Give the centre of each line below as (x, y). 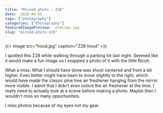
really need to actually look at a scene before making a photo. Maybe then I (81, 91)
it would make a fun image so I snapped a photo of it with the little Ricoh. (78, 61)
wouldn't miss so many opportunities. (43, 96)
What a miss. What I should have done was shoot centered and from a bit (79, 70)
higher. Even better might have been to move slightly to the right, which (77, 75)
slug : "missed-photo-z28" (31, 32)
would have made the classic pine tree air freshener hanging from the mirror (81, 80)
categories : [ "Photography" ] (35, 23)
